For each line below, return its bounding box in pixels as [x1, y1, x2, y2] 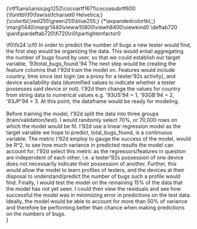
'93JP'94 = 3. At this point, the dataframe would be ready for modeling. [6, 98, 179, 105]
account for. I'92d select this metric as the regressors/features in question [6, 148, 186, 155]
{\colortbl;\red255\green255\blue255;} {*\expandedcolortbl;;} [6, 18, 156, 24]
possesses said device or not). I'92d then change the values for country [6, 85, 181, 92]
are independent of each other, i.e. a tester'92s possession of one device [6, 154, 184, 161]
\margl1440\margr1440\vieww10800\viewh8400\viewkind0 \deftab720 [6, 24, 178, 31]
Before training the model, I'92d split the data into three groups [6, 110, 159, 117]
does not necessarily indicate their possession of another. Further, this [6, 160, 177, 167]
